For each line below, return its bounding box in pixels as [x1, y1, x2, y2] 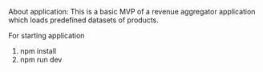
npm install [19, 46, 57, 55]
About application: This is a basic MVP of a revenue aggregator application [8, 7, 256, 16]
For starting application [8, 31, 85, 40]
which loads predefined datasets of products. [8, 15, 159, 25]
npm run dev [19, 55, 63, 64]
